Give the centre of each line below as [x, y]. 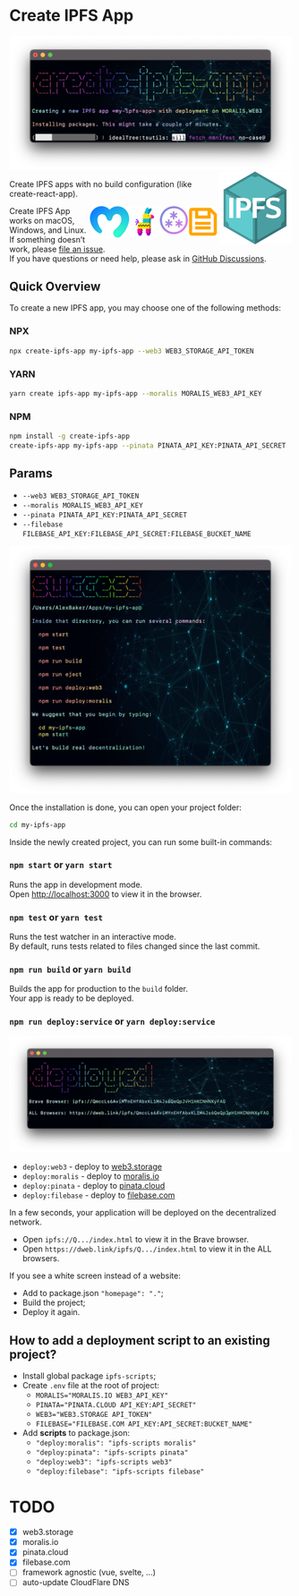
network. [26, 1222]
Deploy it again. [51, 1312]
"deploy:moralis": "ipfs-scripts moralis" [116, 1443]
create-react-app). [44, 193]
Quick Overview [55, 287]
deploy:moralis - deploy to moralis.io [90, 1176]
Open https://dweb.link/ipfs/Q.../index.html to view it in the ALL [147, 1249]
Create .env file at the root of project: [90, 1386]
